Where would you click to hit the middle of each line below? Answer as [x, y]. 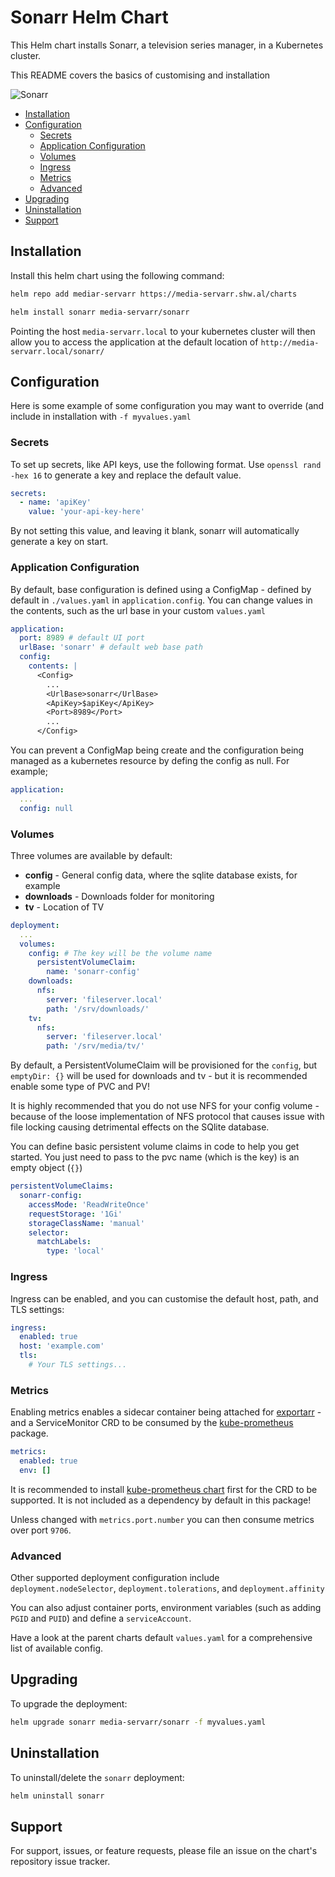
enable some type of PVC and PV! [80, 1087]
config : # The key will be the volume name [120, 953]
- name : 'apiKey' [55, 502]
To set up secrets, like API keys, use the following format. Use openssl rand [166, 464]
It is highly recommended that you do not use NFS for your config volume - [165, 1106]
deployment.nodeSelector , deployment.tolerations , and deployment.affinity [167, 1588]
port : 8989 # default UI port [82, 638]
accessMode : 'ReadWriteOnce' [89, 1204]
